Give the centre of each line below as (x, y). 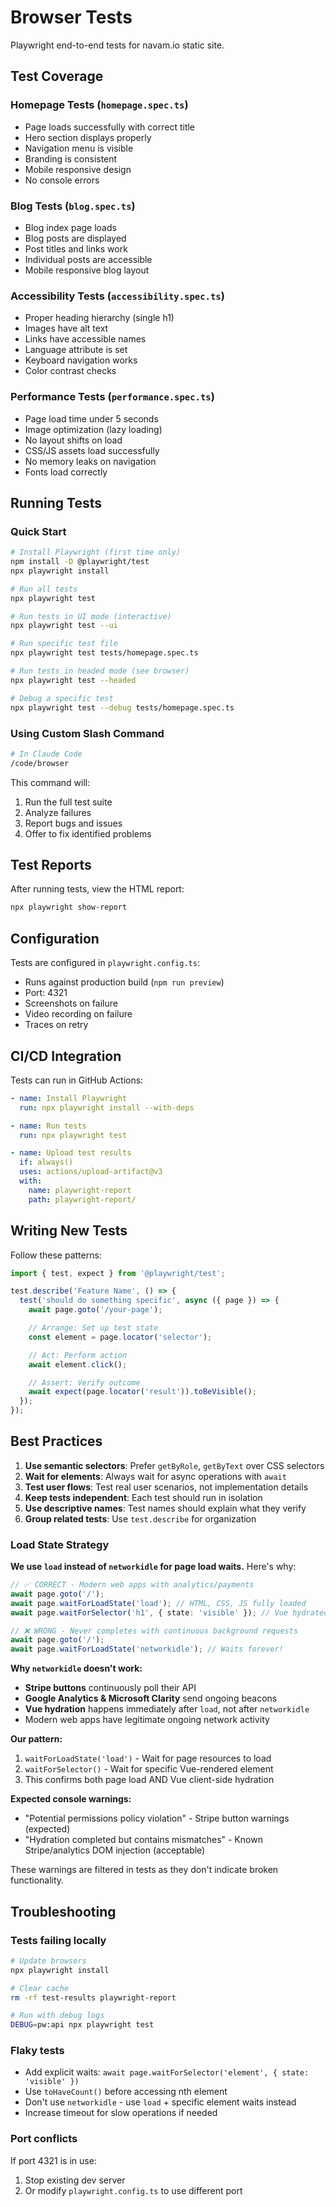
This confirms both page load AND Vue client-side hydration (149, 1780)
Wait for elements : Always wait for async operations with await (155, 1476)
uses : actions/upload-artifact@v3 (91, 1172)
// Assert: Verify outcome (84, 1382)
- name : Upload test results (71, 1153)
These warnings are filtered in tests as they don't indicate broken (144, 1870)
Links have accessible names (85, 339)
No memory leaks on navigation (90, 461)
